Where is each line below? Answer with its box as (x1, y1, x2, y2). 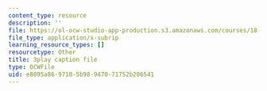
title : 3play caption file (8, 56, 98, 64)
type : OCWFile (8, 63, 56, 71)
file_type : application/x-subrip (8, 33, 119, 42)
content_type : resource (8, 11, 87, 20)
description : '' (8, 19, 62, 27)
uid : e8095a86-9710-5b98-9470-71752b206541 (8, 70, 155, 78)
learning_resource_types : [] (8, 41, 105, 49)
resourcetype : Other (8, 48, 77, 56)
